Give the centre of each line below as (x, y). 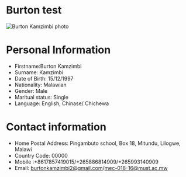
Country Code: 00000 (41, 155)
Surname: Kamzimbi (39, 72)
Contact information (56, 127)
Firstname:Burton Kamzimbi (48, 66)
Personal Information (58, 50)
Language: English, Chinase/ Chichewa (62, 103)
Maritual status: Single (42, 97)
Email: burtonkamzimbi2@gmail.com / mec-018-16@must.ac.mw (91, 168)
